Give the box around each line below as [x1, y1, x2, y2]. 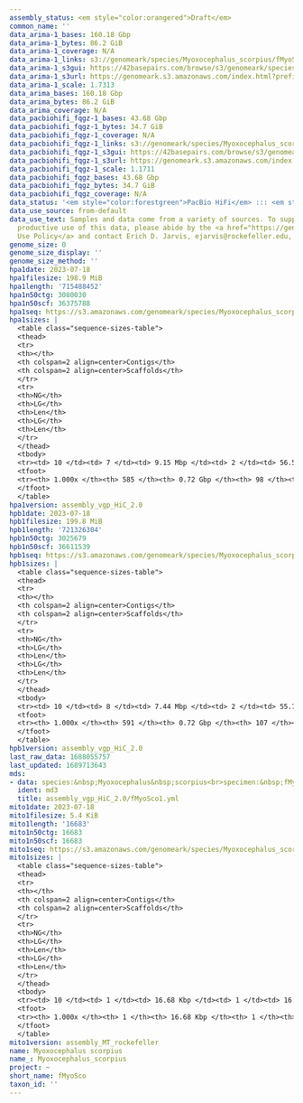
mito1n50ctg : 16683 [9, 827, 83, 837]
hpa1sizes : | [9, 315, 59, 325]
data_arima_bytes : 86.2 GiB [9, 97, 115, 107]
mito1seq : [9, 845, 47, 854]
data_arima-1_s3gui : [9, 64, 87, 73]
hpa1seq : [9, 307, 42, 316]
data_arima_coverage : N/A [9, 106, 106, 115]
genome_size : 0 [9, 240, 67, 249]
